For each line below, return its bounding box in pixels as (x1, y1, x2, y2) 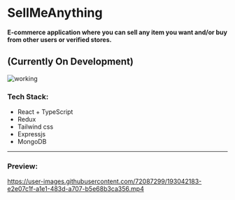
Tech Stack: (7, 92, 49, 101)
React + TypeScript (17, 108, 73, 116)
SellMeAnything (7, 5, 103, 21)
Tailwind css (17, 122, 54, 131)
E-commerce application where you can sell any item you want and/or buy (7, 28, 227, 36)
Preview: (7, 161, 38, 171)
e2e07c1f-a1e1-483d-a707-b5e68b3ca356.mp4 (7, 185, 145, 193)
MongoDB (17, 138, 47, 146)
